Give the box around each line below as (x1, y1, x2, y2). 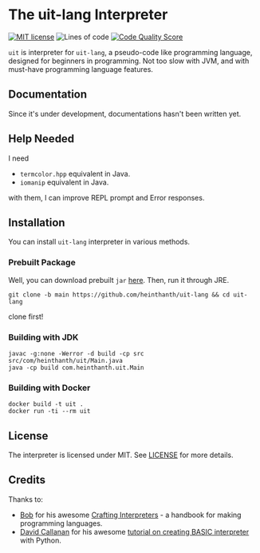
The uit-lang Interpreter (8, 6, 168, 24)
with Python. (19, 535, 62, 545)
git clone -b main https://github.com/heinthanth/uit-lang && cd (8, 290, 230, 299)
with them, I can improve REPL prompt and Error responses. (8, 193, 205, 202)
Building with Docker (8, 382, 91, 393)
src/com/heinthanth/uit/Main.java (8, 356, 124, 364)
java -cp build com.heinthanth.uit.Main (8, 364, 145, 372)
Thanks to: (8, 494, 44, 504)
